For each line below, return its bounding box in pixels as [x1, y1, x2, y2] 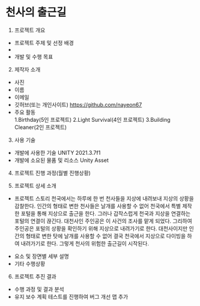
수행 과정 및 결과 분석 [14, 286, 64, 293]
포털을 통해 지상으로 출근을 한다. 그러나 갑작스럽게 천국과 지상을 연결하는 [20, 209, 191, 217]
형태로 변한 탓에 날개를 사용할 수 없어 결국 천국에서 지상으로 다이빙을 [25, 232, 186, 239]
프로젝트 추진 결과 [14, 272, 56, 280]
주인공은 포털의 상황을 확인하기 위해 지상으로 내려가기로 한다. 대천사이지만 [14, 224, 188, 232]
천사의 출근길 [5, 5, 67, 19]
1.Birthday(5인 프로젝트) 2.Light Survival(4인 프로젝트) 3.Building [14, 116, 171, 123]
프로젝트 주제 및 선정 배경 [14, 39, 74, 46]
